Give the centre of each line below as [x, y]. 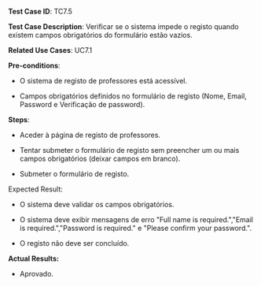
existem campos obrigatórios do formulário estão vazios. [100, 35]
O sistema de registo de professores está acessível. [103, 81]
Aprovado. [36, 274]
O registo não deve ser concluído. [74, 243]
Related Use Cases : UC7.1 [50, 50]
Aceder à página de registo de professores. [90, 135]
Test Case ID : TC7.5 [40, 11]
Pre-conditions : [34, 65]
